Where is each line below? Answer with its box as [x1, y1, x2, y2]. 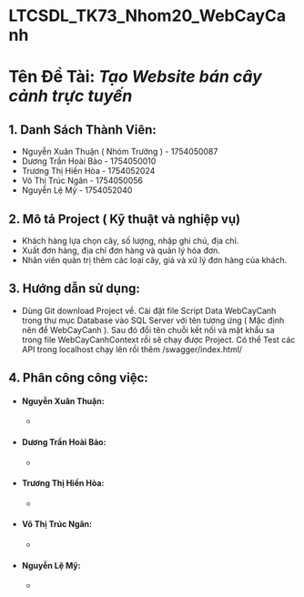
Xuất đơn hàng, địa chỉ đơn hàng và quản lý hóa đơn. [21, 245, 220, 256]
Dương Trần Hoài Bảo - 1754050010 [21, 156, 157, 167]
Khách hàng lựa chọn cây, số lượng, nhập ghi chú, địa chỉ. [21, 236, 239, 246]
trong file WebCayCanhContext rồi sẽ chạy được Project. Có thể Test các [21, 334, 296, 345]
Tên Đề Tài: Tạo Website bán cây [8, 66, 263, 87]
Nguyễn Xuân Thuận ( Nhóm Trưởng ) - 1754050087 [21, 147, 218, 157]
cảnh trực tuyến [8, 86, 133, 106]
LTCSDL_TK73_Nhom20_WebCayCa [8, 5, 287, 26]
